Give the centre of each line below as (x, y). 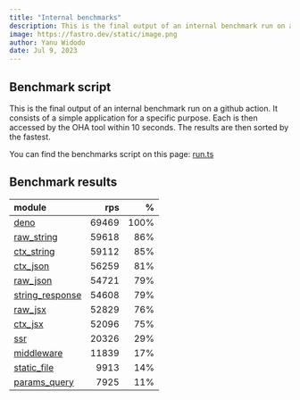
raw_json (33, 280)
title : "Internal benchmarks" (66, 17)
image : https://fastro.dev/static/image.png (93, 34)
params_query (44, 382)
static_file (34, 367)
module (30, 207)
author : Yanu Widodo (48, 42)
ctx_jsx (29, 324)
